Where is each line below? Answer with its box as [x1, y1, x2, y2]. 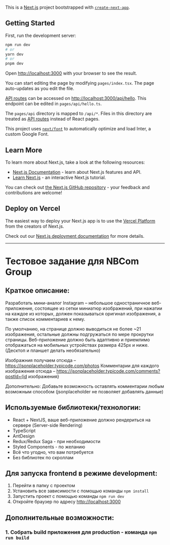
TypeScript [12, 427, 36, 433]
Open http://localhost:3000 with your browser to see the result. [5, 70, 138, 77]
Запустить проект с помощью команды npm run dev [12, 493, 124, 499]
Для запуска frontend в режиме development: [5, 469, 158, 478]
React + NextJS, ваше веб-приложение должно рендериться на [12, 417, 151, 423]
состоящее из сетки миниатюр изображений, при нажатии [34, 305, 163, 311]
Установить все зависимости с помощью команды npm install [12, 488, 149, 494]
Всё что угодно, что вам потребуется [12, 449, 94, 455]
